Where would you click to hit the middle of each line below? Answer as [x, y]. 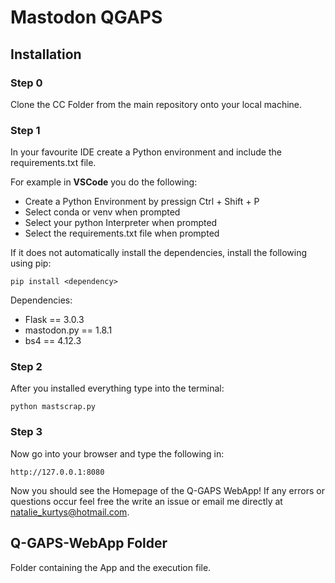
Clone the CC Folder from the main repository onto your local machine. [156, 104]
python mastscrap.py [53, 407]
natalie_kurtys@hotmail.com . [70, 512]
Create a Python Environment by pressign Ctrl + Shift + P [142, 202]
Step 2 [26, 367]
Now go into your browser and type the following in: [117, 453]
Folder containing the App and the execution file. [111, 567]
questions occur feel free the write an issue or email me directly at [146, 501]
